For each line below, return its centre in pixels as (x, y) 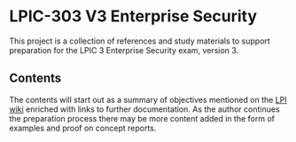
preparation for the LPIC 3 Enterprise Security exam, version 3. (124, 50)
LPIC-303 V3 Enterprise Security (133, 16)
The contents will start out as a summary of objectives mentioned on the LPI (148, 99)
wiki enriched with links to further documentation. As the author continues (145, 109)
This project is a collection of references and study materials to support (140, 41)
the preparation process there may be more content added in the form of (142, 118)
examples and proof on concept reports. (83, 128)
